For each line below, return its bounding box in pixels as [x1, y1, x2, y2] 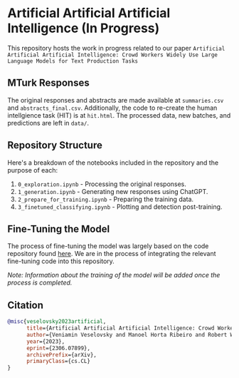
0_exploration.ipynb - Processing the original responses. [17, 180, 187, 188]
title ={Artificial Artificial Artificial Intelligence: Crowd [26, 325, 215, 332]
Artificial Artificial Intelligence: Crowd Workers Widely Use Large [7, 51, 218, 58]
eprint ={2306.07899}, [26, 344, 91, 352]
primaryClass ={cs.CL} [26, 358, 91, 365]
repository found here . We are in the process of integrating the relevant [7, 250, 216, 258]
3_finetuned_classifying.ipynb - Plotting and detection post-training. [17, 202, 223, 211]
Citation [7, 299, 44, 311]
